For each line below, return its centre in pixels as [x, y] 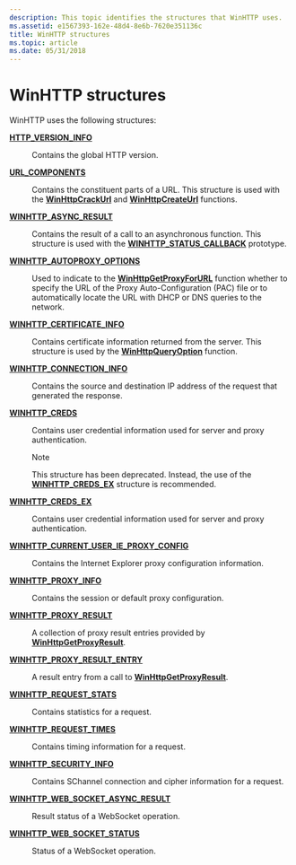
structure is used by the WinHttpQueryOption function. [135, 352]
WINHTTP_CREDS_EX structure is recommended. [124, 485]
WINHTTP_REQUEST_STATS [63, 695]
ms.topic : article [44, 43]
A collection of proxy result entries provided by [118, 633]
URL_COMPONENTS [48, 172]
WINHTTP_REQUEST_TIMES [63, 730]
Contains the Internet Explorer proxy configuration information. [148, 564]
